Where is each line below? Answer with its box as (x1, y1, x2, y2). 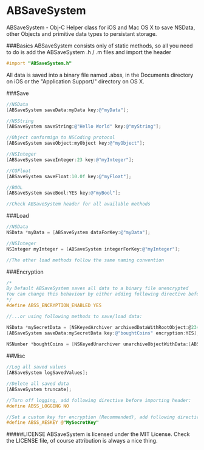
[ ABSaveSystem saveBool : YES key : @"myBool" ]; (6, 190, 121, 196)
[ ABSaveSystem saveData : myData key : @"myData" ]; (6, 107, 129, 113)
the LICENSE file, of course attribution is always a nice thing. (6, 437, 158, 445)
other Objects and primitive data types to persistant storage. (6, 30, 157, 37)
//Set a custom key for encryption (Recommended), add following (6, 414, 175, 420)
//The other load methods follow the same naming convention (6, 257, 165, 263)
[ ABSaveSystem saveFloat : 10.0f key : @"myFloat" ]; (6, 173, 132, 179)
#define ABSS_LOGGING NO (6, 403, 69, 409)
